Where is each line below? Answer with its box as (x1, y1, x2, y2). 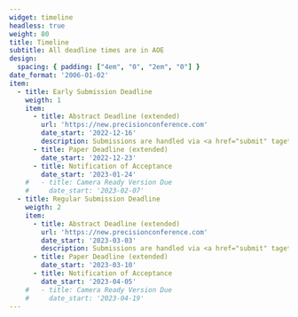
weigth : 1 (25, 95, 62, 105)
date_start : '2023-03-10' (41, 261, 137, 270)
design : (9, 54, 38, 63)
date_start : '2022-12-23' (41, 153, 137, 162)
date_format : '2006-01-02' (9, 71, 109, 80)
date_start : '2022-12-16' (41, 129, 137, 138)
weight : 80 (9, 29, 50, 38)
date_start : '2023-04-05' (41, 277, 137, 286)
